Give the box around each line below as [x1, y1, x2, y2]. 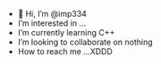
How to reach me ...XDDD [17, 46, 114, 57]
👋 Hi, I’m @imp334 [17, 9, 88, 19]
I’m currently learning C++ [17, 28, 115, 37]
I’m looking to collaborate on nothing [17, 36, 153, 47]
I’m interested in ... [17, 18, 87, 28]
